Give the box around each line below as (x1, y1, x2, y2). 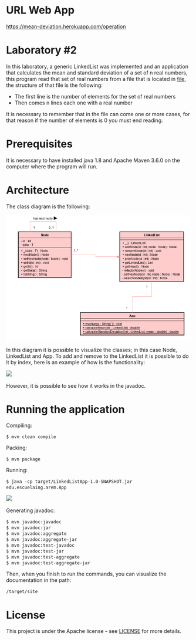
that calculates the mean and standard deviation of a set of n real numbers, (6, 69, 188, 76)
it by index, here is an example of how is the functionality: (6, 358, 146, 365)
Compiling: (6, 422, 32, 429)
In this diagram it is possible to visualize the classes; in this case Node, (6, 346, 178, 353)
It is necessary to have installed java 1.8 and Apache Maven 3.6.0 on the (6, 157, 180, 164)
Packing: (6, 444, 28, 452)
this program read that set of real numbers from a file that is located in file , (6, 75, 186, 82)
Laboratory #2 (6, 43, 77, 57)
